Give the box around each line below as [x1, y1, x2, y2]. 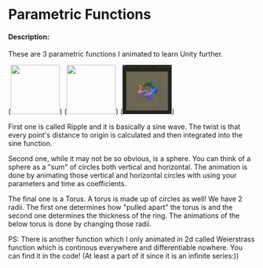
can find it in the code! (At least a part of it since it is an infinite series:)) [8, 251, 239, 261]
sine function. [8, 139, 53, 149]
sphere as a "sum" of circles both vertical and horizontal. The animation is [8, 163, 248, 172]
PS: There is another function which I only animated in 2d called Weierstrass [8, 234, 255, 244]
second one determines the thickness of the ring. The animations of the [8, 211, 240, 221]
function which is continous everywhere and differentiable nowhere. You [8, 243, 243, 252]
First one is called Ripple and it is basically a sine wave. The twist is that [8, 122, 241, 131]
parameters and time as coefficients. [8, 179, 127, 189]
